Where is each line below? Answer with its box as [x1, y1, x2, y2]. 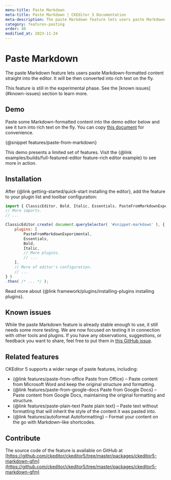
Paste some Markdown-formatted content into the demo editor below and [5, 118, 160, 125]
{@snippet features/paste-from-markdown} [5, 139, 97, 145]
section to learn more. [42, 90, 88, 97]
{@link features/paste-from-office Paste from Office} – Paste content [12, 376, 158, 382]
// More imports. [5, 208, 42, 214]
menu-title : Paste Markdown [5, 7, 65, 13]
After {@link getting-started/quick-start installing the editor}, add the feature [5, 188, 165, 194]
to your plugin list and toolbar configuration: [5, 194, 98, 200]
